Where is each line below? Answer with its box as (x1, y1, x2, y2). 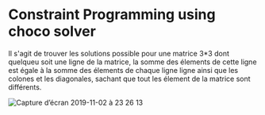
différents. (8, 82, 42, 92)
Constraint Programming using (8, 6, 216, 24)
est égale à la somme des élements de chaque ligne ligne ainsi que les (8, 65, 239, 75)
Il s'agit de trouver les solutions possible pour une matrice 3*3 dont (8, 48, 230, 58)
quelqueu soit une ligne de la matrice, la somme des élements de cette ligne (8, 57, 257, 67)
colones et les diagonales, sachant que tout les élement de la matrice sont (8, 74, 252, 83)
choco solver (8, 22, 97, 40)
